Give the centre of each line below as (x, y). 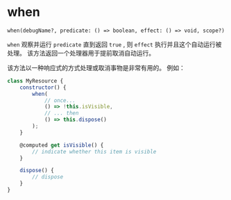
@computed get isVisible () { (62, 145)
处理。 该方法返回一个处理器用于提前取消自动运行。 (81, 53)
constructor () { (43, 87)
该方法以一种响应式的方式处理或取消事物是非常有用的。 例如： (96, 67)
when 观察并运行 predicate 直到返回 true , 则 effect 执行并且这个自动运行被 (114, 44)
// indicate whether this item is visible (94, 151)
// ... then (61, 113)
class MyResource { (35, 81)
